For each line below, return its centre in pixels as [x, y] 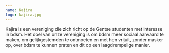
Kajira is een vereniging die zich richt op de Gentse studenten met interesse [84, 29]
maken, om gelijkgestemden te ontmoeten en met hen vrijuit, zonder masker [84, 40]
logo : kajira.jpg [23, 15]
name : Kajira [19, 10]
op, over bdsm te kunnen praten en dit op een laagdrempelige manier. [78, 45]
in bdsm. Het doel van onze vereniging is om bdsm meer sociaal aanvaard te [84, 34]
